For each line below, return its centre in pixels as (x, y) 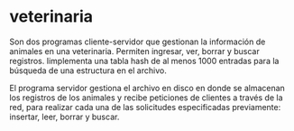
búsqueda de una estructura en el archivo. (88, 70)
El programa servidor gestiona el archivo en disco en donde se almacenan (147, 88)
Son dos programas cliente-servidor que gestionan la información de (138, 42)
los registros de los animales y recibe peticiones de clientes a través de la (146, 98)
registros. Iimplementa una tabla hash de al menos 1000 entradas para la (144, 61)
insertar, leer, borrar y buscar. (64, 117)
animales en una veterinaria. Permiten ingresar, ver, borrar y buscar (134, 51)
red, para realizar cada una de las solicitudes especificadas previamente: (145, 107)
